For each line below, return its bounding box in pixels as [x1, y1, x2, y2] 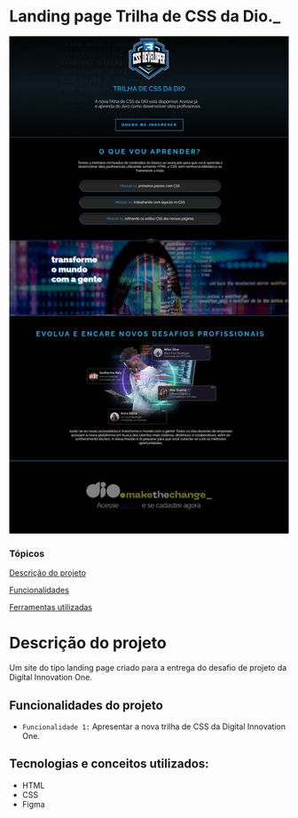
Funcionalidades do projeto [9, 697, 164, 712]
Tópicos [9, 547, 45, 560]
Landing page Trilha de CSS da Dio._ [9, 6, 281, 27]
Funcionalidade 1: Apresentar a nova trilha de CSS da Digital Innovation [21, 721, 286, 732]
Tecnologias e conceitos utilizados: [9, 757, 210, 772]
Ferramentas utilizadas [9, 602, 93, 613]
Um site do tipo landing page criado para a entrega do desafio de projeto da [9, 663, 287, 673]
